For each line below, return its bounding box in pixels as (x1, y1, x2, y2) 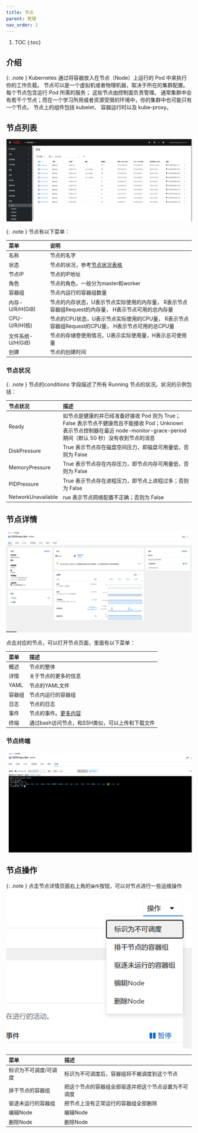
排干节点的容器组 (8, 1086, 50, 1093)
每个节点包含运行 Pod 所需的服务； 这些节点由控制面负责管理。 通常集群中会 (6, 89, 192, 96)
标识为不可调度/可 (8, 1066, 52, 1073)
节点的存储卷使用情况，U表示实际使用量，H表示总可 (49, 332, 177, 339)
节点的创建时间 (49, 348, 87, 355)
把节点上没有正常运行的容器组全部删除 (64, 1100, 157, 1107)
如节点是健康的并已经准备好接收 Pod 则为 (62, 412, 163, 419)
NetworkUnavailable (8, 494, 58, 501)
